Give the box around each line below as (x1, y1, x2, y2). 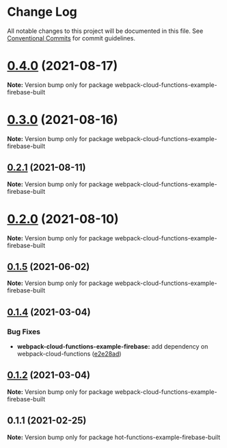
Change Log (7, 4, 77, 20)
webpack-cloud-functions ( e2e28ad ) (16, 350, 122, 358)
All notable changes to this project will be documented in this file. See (7, 27, 204, 35)
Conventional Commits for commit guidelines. (7, 34, 135, 42)
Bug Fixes (7, 327, 41, 336)
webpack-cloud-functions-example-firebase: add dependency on (16, 343, 209, 351)
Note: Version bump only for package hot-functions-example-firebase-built (7, 433, 221, 441)
